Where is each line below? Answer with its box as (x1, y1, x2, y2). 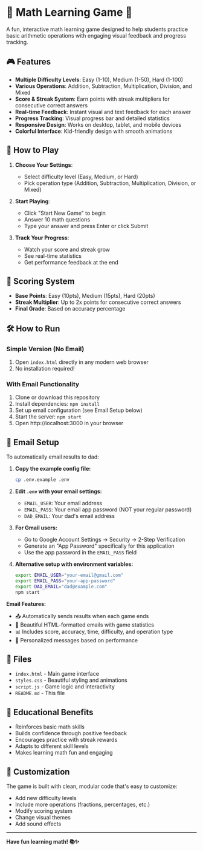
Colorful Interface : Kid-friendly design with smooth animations (14, 127, 173, 135)
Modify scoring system (14, 807, 72, 815)
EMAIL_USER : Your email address (24, 500, 103, 507)
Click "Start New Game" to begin (24, 209, 106, 217)
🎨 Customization (6, 767, 70, 777)
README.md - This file (14, 690, 65, 697)
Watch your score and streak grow (24, 246, 111, 253)
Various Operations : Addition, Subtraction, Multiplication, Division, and (14, 82, 192, 90)
